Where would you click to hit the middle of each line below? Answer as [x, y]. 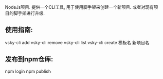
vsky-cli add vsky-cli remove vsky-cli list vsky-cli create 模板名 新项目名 [77, 42]
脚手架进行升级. [29, 13]
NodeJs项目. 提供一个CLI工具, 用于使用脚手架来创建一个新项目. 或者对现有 [80, 7]
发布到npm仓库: [29, 59]
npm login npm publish [28, 71]
